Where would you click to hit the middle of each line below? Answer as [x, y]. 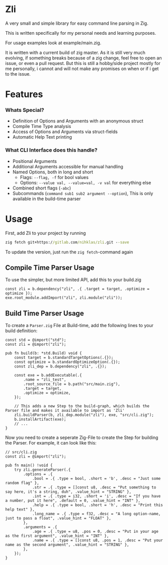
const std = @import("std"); [36, 340]
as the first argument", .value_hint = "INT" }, [57, 536]
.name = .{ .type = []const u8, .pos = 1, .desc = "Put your [98, 540]
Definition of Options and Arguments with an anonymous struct [78, 121]
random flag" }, [22, 483]
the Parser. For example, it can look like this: [51, 443]
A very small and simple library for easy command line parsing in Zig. [77, 23]
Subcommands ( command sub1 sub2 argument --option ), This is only [83, 193]
